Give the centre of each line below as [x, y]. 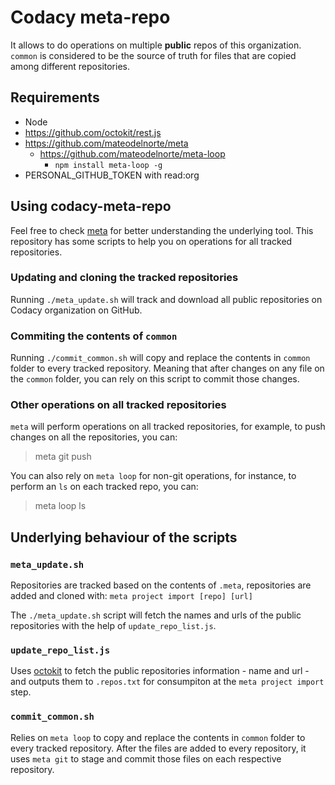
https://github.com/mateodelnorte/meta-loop [132, 153]
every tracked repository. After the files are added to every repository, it [158, 748]
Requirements [55, 97]
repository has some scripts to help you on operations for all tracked [151, 241]
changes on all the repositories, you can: [94, 437]
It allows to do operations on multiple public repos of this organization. [156, 45]
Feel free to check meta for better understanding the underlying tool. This [162, 230]
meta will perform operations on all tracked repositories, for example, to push [168, 427]
